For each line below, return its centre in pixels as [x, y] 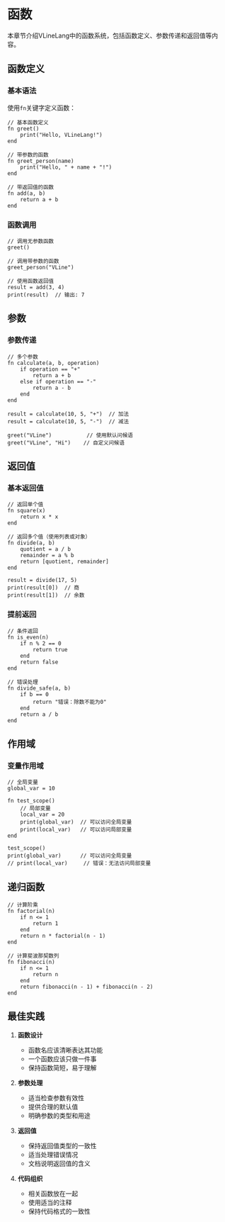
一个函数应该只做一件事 [62, 1059]
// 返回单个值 [25, 505]
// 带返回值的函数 [31, 187]
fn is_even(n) [28, 637]
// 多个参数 [23, 357]
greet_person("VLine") [41, 267]
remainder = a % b [47, 556]
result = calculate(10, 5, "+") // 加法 [68, 414]
